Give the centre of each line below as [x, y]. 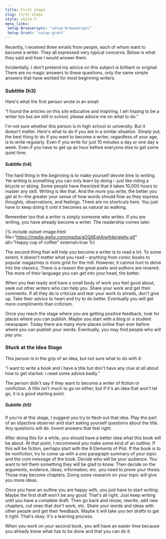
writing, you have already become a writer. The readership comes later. [78, 222]
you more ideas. [22, 480]
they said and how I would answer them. [46, 58]
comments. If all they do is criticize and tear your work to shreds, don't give [82, 293]
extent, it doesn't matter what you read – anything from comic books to [78, 257]
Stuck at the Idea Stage [34, 348]
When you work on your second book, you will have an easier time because [82, 526]
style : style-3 [21, 19]
